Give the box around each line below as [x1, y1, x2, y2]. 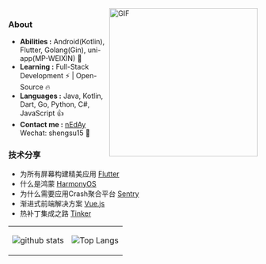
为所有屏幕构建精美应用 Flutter [19, 169, 120, 179]
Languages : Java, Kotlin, [19, 91, 104, 101]
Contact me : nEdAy [19, 120, 86, 130]
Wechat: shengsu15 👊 [19, 128, 91, 138]
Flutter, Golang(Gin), [19, 45, 86, 55]
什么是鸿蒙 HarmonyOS [19, 179, 97, 188]
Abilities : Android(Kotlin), [19, 37, 105, 47]
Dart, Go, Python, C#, [19, 100, 90, 109]
